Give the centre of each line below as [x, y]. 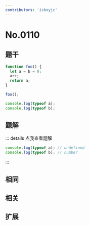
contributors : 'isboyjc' [31, 10]
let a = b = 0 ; [26, 71]
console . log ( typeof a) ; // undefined [45, 148]
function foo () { [24, 67]
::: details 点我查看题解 [29, 138]
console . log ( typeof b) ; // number [42, 153]
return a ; [20, 81]
